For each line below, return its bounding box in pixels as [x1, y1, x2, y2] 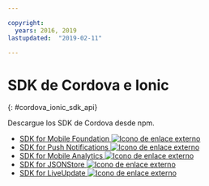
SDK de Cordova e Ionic [7, 76, 169, 94]
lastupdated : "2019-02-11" [7, 34, 103, 42]
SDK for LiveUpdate [19, 168, 86, 178]
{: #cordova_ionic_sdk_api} [7, 103, 98, 112]
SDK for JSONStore [19, 159, 85, 170]
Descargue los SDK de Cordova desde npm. [7, 118, 155, 128]
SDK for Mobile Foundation [19, 134, 110, 144]
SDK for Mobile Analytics [19, 151, 103, 161]
